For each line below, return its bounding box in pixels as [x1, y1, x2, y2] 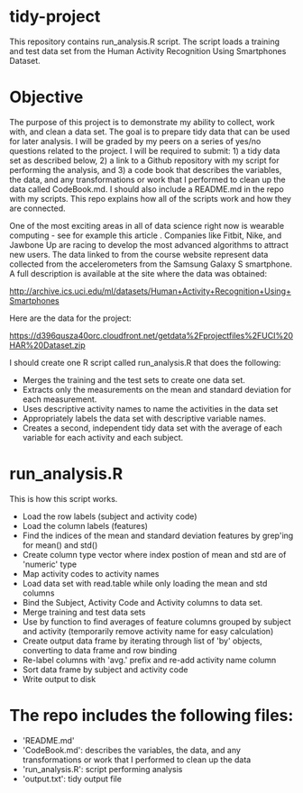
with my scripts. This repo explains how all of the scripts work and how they [9, 193, 291, 204]
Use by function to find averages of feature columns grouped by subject [22, 615, 291, 627]
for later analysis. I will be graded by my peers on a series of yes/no [9, 135, 262, 146]
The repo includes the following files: [9, 706, 294, 725]
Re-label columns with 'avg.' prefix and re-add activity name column [22, 654, 277, 665]
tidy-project [9, 6, 101, 27]
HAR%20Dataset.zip [9, 340, 86, 351]
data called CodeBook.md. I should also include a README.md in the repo [9, 183, 284, 195]
